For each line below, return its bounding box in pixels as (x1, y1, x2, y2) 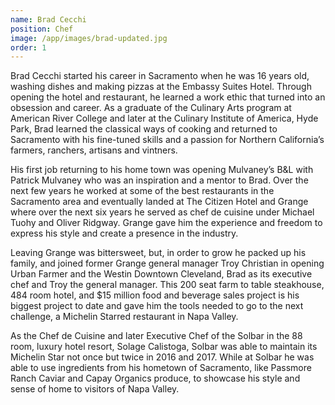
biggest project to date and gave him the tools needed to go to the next (10, 300, 304, 312)
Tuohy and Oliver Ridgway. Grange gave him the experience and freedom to (10, 217, 323, 229)
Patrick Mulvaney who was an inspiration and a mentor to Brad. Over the (10, 174, 309, 186)
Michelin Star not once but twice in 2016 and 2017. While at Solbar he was (10, 351, 315, 363)
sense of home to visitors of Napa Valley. (10, 383, 180, 395)
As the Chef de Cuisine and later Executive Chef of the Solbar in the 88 (10, 330, 303, 342)
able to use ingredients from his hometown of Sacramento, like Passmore (10, 362, 312, 374)
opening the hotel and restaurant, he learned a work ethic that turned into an (10, 91, 326, 103)
